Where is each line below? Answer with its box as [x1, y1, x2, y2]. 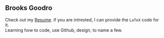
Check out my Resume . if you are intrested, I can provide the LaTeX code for [5, 17, 159, 22]
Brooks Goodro [5, 4, 53, 12]
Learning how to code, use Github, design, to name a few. [5, 27, 123, 33]
